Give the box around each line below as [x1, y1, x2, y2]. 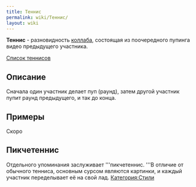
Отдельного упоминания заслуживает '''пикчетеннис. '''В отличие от [6, 161, 184, 168]
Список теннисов [6, 55, 51, 62]
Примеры [6, 112, 45, 122]
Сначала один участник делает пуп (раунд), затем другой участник [6, 88, 180, 95]
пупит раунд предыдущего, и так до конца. [6, 94, 116, 102]
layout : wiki [6, 20, 39, 26]
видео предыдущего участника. [6, 43, 88, 50]
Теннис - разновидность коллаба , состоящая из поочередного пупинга [6, 37, 191, 44]
